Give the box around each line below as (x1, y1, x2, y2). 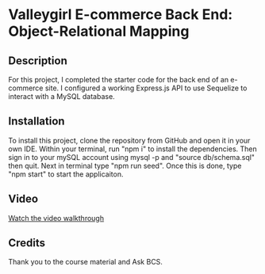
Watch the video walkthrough (8, 213, 105, 223)
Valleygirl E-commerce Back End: (8, 6, 233, 24)
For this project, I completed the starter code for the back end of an (8, 75, 229, 84)
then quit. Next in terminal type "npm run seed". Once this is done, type (8, 161, 242, 170)
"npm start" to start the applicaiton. (8, 169, 124, 179)
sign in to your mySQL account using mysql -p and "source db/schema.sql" (8, 152, 255, 162)
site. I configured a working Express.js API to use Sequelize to (44, 83, 248, 93)
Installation (8, 115, 65, 128)
